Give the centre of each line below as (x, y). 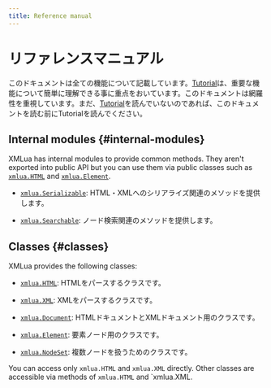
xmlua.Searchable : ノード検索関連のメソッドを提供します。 (118, 220)
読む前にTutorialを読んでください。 (88, 113)
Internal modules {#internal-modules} (107, 139)
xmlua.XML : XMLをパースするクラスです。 (88, 300)
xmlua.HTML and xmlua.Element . (60, 177)
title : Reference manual (50, 16)
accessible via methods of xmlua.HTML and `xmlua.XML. (101, 377)
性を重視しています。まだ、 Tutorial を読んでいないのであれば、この (120, 103)
